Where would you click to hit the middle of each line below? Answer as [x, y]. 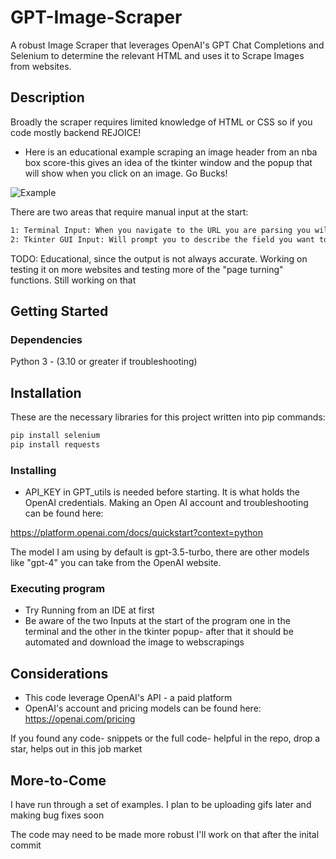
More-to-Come [58, 780]
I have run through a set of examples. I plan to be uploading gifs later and [161, 804]
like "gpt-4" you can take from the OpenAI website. [116, 563]
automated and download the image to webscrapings [134, 642]
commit [26, 845]
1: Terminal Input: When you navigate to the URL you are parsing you [160, 230]
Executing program [58, 588]
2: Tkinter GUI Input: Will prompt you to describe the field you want [162, 239]
